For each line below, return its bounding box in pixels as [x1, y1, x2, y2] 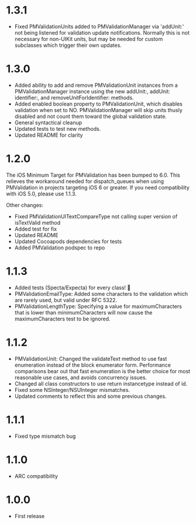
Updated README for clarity [14, 131, 83, 138]
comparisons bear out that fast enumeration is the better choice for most [14, 367, 191, 374]
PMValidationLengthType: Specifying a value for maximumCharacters [14, 303, 183, 310]
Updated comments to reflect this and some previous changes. [14, 393, 167, 400]
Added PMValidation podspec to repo [14, 244, 105, 251]
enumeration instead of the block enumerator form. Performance [14, 361, 171, 369]
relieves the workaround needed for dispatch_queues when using [6, 177, 164, 185]
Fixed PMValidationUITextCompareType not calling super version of [14, 212, 178, 220]
